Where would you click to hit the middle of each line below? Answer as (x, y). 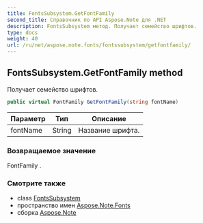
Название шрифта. (109, 130)
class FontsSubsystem (49, 198)
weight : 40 (23, 39)
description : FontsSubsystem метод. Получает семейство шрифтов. (102, 26)
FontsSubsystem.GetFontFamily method (95, 73)
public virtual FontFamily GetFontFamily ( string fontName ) (93, 102)
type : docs (23, 32)
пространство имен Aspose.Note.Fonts (74, 205)
